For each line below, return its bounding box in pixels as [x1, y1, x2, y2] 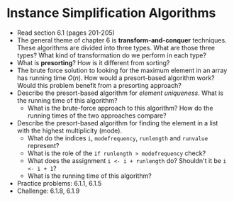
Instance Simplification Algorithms [6, 5, 216, 21]
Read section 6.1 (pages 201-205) [16, 28, 115, 37]
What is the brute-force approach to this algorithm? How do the [27, 103, 213, 112]
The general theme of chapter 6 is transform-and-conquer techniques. [16, 35, 228, 44]
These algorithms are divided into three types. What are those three [16, 43, 216, 52]
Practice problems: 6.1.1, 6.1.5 [16, 179, 102, 187]
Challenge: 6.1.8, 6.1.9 [16, 186, 80, 195]
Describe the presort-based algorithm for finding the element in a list [16, 118, 218, 127]
